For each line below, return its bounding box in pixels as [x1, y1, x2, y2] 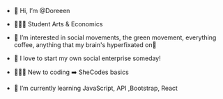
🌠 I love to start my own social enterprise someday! [13, 54, 162, 62]
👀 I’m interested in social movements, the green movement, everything [13, 33, 217, 42]
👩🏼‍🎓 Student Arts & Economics [13, 20, 103, 28]
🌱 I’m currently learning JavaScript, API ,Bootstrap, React [13, 84, 178, 92]
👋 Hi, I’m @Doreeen [13, 7, 70, 15]
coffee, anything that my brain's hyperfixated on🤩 [13, 41, 157, 48]
